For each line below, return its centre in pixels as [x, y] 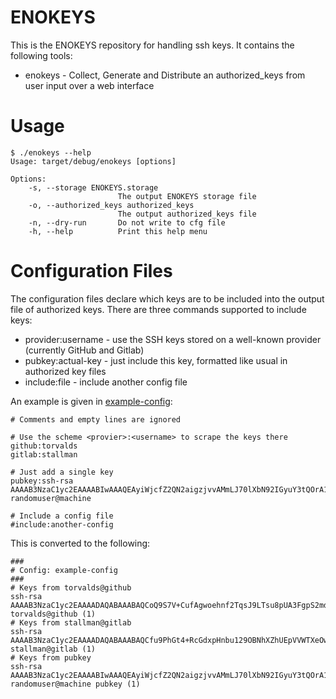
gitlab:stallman [44, 454]
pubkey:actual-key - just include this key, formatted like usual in [156, 360]
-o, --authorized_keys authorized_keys [111, 205]
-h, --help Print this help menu [118, 231]
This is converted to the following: [80, 543]
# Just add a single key [62, 472]
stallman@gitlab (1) [53, 649]
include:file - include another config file [106, 382]
